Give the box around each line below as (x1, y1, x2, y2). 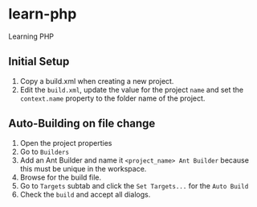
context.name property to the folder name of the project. (19, 93, 206, 103)
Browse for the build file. (19, 172, 102, 182)
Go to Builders (19, 147, 70, 156)
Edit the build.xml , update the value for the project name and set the (19, 85, 243, 94)
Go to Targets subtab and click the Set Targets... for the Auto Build (19, 180, 249, 190)
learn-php (8, 5, 77, 23)
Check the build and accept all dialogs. (19, 189, 151, 199)
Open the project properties (19, 138, 112, 147)
